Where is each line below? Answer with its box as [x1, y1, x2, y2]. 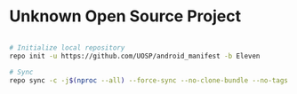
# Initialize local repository [9, 43, 125, 52]
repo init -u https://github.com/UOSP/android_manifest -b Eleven [9, 51, 261, 60]
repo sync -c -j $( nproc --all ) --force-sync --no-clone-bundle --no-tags [9, 75, 289, 85]
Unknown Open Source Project [9, 6, 242, 27]
